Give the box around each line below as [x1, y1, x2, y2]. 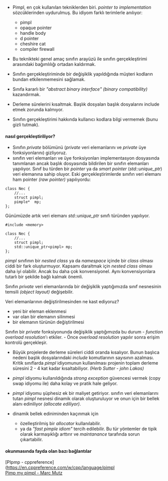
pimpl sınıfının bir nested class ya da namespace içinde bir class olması [5, 258, 153, 264]
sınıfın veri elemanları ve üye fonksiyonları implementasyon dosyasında [12, 155, 159, 161]
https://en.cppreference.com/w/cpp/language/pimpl [7, 464, 115, 470]
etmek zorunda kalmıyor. [12, 107, 64, 112]
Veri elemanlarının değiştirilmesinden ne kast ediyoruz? [5, 299, 119, 305]
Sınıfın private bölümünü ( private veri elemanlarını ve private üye [12, 145, 146, 151]
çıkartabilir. [20, 437, 43, 443]
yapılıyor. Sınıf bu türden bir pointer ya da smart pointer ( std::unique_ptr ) [12, 166, 162, 172]
